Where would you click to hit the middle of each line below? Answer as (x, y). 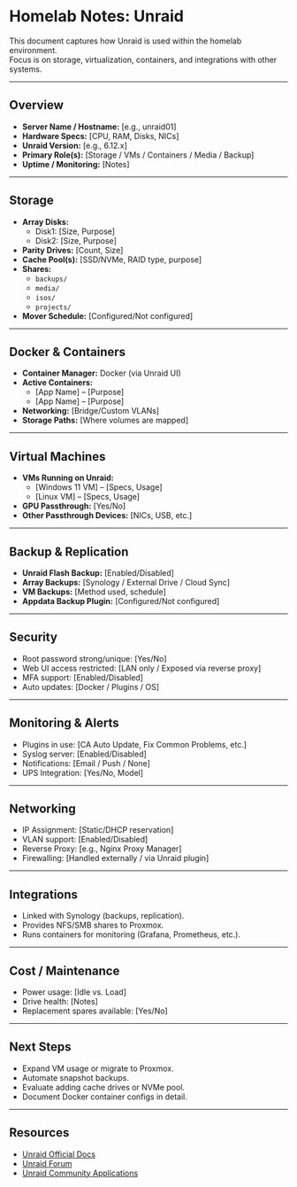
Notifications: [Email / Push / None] (86, 763)
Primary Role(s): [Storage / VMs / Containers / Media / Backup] (138, 155)
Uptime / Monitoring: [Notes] (76, 164)
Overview (37, 105)
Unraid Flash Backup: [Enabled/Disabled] (98, 573)
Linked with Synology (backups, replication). (103, 916)
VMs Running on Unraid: (68, 478)
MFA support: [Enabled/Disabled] (83, 677)
